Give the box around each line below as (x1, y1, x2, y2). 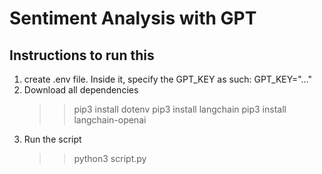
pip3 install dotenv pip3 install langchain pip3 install (73, 103, 287, 115)
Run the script (23, 133, 82, 145)
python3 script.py (73, 153, 147, 164)
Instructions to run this (9, 47, 155, 64)
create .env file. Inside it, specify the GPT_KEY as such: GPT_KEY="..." (23, 73, 313, 85)
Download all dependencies (23, 84, 139, 96)
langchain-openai (73, 114, 147, 126)
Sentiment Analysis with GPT (9, 7, 257, 30)
